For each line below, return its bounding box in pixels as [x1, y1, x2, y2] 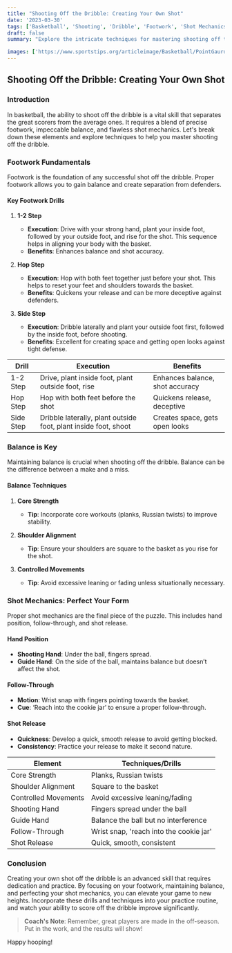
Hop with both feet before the [40, 393, 136, 402]
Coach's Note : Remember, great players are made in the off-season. [23, 917, 220, 925]
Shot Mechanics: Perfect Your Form [7, 596, 130, 605]
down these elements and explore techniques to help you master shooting [7, 132, 218, 141]
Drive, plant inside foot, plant [40, 373, 133, 383]
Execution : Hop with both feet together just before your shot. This [27, 274, 216, 283]
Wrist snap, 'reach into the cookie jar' [90, 826, 212, 836]
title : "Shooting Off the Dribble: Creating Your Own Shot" [7, 10, 184, 17]
